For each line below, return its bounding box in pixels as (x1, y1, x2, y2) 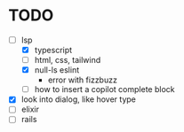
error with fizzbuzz (47, 74, 117, 85)
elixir (20, 104, 40, 115)
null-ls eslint (34, 65, 80, 75)
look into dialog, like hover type (20, 94, 137, 105)
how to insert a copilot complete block (34, 84, 175, 95)
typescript (34, 45, 73, 55)
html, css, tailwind (34, 55, 101, 66)
